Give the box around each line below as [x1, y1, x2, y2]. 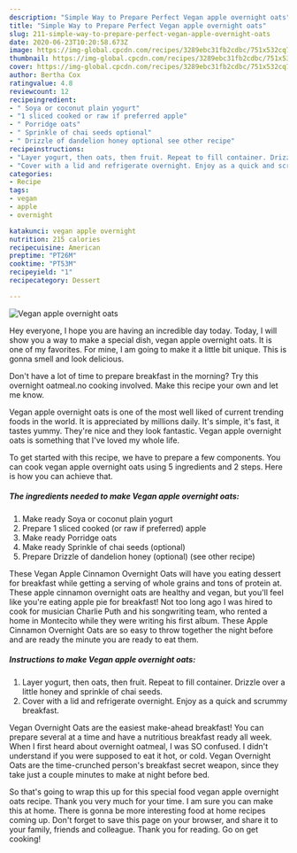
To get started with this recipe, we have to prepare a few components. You [9, 452, 281, 462]
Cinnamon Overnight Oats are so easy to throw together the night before [9, 624, 274, 635]
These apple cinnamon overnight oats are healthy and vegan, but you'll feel [9, 586, 285, 598]
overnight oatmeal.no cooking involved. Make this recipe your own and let [9, 380, 278, 391]
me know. [9, 389, 44, 399]
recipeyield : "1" [9, 268, 73, 277]
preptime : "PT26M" [9, 252, 77, 260]
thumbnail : [9, 54, 49, 63]
